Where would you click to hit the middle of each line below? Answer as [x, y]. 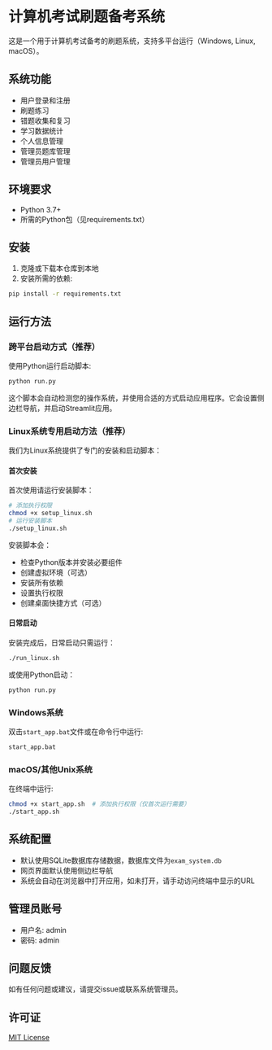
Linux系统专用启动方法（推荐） [69, 431]
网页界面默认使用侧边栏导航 [67, 870]
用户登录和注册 [45, 100]
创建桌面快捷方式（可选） [63, 602]
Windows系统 [36, 712]
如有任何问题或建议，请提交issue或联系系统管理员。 [95, 989]
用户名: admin [43, 930]
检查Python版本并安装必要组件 [71, 562]
